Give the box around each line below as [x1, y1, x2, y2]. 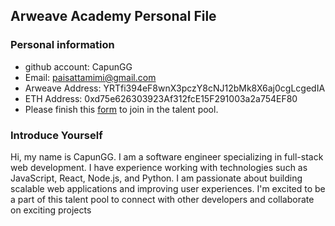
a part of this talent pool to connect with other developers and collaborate [10, 193, 315, 205]
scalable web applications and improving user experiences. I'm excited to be [10, 182, 326, 194]
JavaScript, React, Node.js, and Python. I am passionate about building [10, 172, 303, 184]
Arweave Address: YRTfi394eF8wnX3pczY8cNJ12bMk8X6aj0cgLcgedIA [24, 82, 326, 94]
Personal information [10, 38, 115, 52]
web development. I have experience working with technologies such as [10, 161, 308, 173]
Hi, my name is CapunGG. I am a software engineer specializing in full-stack [10, 150, 324, 163]
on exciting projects [10, 204, 92, 216]
